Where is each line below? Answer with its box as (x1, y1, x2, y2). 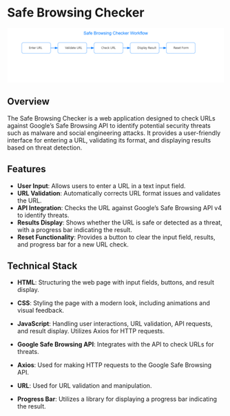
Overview (7, 96, 50, 107)
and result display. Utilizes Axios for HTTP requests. (17, 327, 165, 335)
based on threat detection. (7, 143, 83, 152)
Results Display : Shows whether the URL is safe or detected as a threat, (17, 218, 222, 227)
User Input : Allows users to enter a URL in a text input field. (17, 181, 186, 190)
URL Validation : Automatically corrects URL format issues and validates (17, 189, 221, 197)
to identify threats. (17, 211, 70, 219)
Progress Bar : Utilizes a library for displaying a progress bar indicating (17, 395, 218, 404)
